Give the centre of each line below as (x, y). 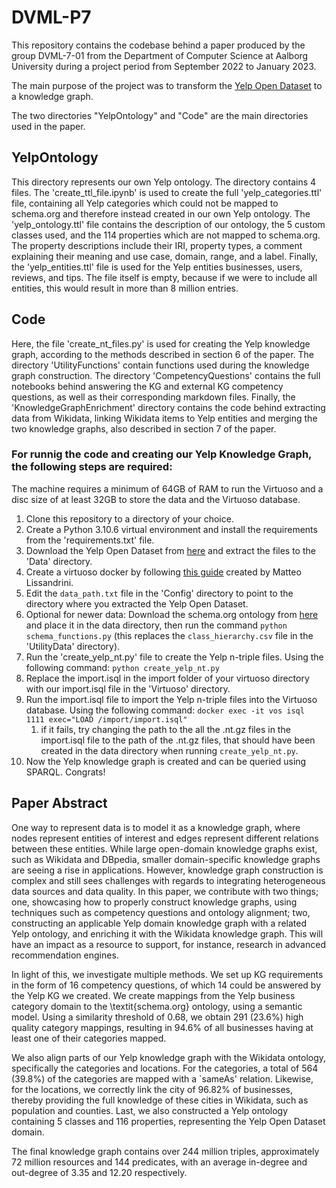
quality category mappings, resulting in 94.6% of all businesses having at (162, 1027)
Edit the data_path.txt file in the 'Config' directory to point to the (159, 593)
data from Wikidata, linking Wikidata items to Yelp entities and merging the (164, 418)
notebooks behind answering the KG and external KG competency (147, 386)
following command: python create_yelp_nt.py (122, 667)
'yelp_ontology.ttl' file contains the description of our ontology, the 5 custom (168, 224)
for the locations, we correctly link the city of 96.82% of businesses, (152, 1089)
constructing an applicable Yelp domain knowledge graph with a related (159, 923)
